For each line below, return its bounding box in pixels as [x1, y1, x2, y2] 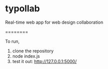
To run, [5, 38, 20, 44]
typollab [5, 3, 40, 14]
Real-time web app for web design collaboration [5, 19, 104, 25]
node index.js [12, 53, 40, 59]
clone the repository [12, 48, 54, 54]
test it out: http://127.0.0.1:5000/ [12, 58, 77, 64]
